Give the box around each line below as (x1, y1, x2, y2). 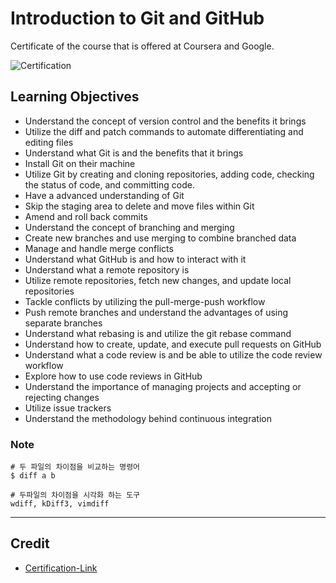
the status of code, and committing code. (24, 178, 195, 191)
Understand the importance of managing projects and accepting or (24, 380, 302, 392)
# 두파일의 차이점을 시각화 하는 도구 (10, 490, 141, 501)
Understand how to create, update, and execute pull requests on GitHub (24, 338, 322, 350)
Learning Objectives (10, 88, 140, 106)
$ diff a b (10, 471, 56, 481)
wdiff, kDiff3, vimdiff (10, 499, 110, 509)
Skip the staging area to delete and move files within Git (24, 200, 255, 212)
